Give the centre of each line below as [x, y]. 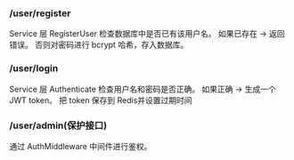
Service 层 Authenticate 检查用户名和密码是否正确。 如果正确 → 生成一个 [143, 89]
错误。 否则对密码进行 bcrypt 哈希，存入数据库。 [99, 45]
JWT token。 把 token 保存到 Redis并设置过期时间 [101, 100]
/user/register [40, 13]
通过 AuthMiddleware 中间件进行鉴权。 [81, 146]
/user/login [34, 68]
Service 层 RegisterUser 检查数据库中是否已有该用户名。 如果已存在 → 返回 [147, 34]
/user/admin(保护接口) [58, 125]
